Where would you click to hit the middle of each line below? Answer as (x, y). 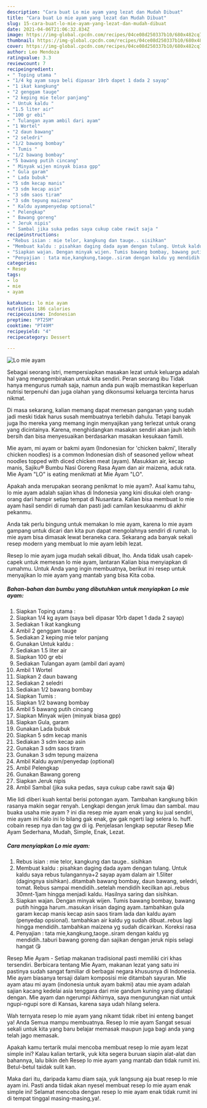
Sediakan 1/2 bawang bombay (54, 689)
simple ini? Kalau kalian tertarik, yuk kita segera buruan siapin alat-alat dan (101, 1053)
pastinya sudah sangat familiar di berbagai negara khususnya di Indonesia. (102, 971)
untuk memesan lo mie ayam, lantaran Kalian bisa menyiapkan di (106, 562)
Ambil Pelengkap (37, 768)
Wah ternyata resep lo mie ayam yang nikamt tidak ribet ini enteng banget (100, 1016)
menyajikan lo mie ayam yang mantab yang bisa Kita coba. (81, 575)
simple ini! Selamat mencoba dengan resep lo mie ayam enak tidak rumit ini (102, 1091)
